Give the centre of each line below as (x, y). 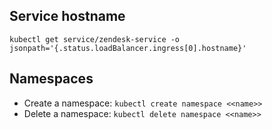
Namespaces (51, 79)
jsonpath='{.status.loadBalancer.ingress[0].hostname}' (128, 48)
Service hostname (67, 16)
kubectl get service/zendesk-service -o (95, 39)
